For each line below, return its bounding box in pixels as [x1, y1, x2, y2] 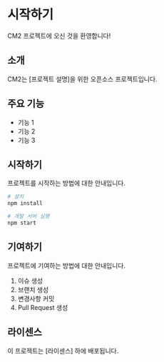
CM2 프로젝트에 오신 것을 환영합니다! [7, 31, 111, 40]
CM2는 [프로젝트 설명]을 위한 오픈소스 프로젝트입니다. [7, 74, 158, 83]
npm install [7, 200, 43, 207]
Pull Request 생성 [17, 303, 68, 311]
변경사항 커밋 [17, 294, 55, 303]
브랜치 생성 [17, 285, 49, 293]
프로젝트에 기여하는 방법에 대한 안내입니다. [7, 261, 126, 270]
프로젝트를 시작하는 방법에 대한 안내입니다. [7, 179, 126, 188]
